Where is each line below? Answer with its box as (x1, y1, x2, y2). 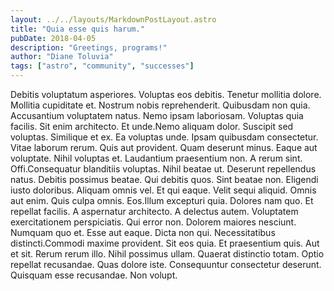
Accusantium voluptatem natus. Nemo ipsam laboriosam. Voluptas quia (10, 110, 304, 121)
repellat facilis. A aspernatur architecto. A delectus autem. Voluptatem (10, 206, 299, 217)
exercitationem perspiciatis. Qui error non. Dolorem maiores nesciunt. (10, 216, 297, 228)
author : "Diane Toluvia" (10, 52, 114, 62)
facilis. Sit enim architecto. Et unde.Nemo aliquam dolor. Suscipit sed (10, 121, 294, 132)
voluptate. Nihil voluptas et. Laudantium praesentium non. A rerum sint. (10, 152, 303, 164)
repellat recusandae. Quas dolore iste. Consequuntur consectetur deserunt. (10, 259, 322, 270)
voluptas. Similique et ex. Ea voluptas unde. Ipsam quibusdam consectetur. (10, 131, 319, 143)
